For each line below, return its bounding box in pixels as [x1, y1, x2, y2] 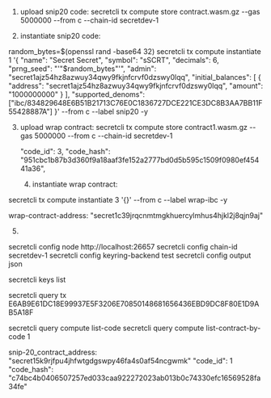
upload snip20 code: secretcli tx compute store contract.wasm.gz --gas [19, 7, 260, 16]
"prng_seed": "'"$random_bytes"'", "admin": [8, 64, 157, 73]
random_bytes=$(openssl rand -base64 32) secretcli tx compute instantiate [8, 47, 261, 56]
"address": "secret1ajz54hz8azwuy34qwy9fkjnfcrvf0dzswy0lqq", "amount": [8, 81, 264, 90]
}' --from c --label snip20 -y [53, 107, 148, 116]
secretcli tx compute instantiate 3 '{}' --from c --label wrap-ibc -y [8, 195, 228, 204]
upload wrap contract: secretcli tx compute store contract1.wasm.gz [19, 123, 248, 132]
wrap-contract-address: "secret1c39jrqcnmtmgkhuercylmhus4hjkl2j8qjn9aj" [8, 211, 264, 220]
